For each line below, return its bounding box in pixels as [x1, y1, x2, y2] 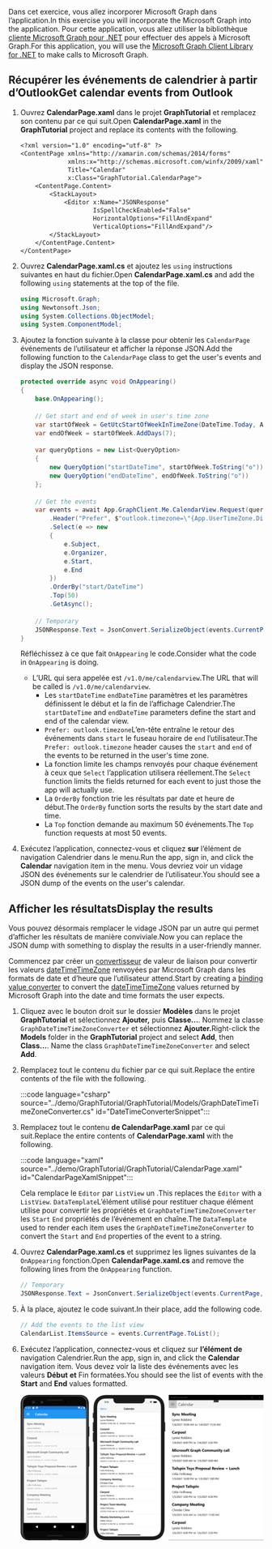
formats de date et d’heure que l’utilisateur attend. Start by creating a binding [8, 973, 264, 983]
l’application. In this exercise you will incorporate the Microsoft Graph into [8, 15, 252, 25]
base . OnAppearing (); [35, 395, 104, 404]
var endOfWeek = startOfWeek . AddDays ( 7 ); [35, 429, 176, 437]
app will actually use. [44, 785, 115, 795]
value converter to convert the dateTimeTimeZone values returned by [8, 982, 240, 992]
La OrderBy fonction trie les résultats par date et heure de [44, 794, 235, 803]
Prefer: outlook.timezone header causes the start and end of [44, 742, 253, 752]
